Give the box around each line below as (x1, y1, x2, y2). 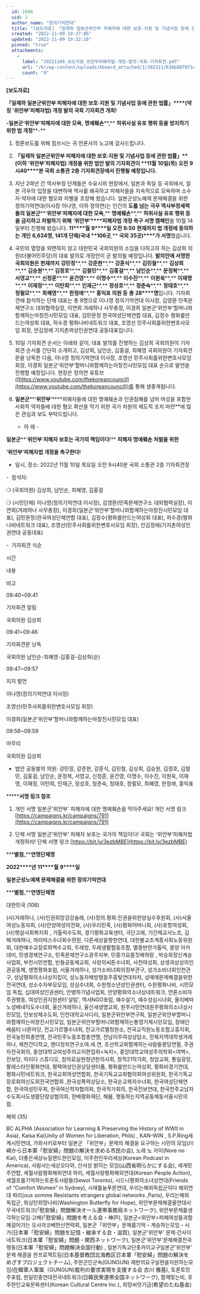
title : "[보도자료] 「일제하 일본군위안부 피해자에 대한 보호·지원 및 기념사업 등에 (11, 25, 189, 32)
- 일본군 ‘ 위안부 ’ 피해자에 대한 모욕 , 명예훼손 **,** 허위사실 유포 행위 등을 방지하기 (6, 120, 189, 127)
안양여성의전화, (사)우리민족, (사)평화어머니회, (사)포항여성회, (46, 921, 189, 929)
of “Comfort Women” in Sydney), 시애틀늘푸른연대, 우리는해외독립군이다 (6, 1184, 177, 1191)
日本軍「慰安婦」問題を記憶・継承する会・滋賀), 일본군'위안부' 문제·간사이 (12, 1229, 192, 1236)
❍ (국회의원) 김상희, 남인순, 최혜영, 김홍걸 (6, 486, 104, 494)
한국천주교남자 (160, 1085, 194, 1093)
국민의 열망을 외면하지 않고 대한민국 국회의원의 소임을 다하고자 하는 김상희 (14, 245, 187, 252)
